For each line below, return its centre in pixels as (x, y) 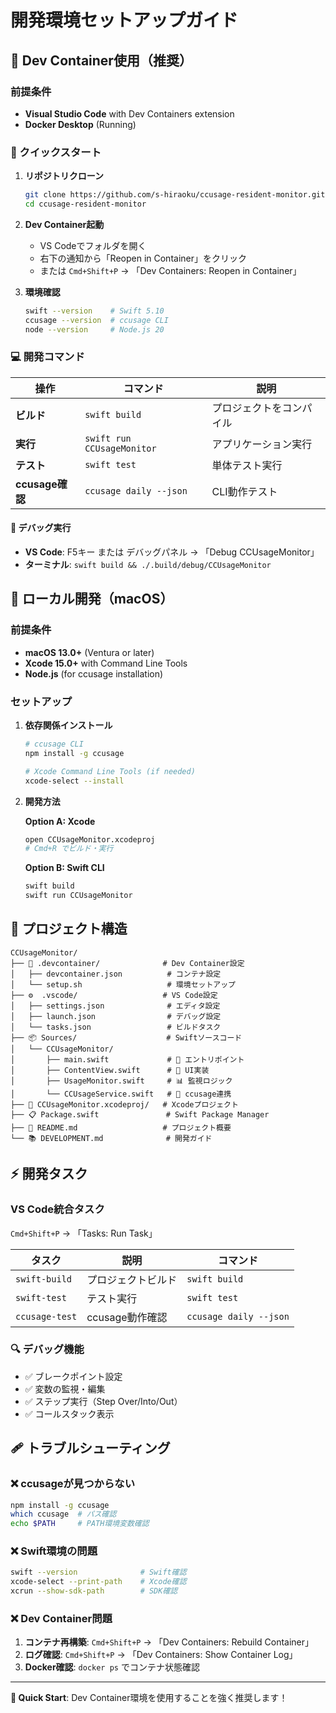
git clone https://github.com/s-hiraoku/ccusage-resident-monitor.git (175, 195)
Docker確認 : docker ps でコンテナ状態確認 (112, 1667)
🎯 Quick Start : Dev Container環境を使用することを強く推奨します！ (149, 1698)
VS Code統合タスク (57, 1209)
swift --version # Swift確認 (98, 1572)
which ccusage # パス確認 (63, 1514)
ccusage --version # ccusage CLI (96, 320)
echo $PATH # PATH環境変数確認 (80, 1524)
